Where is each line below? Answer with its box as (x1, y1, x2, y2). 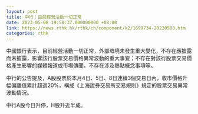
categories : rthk (6, 31, 49, 36)
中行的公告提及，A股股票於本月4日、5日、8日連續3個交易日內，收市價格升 (6, 75, 188, 82)
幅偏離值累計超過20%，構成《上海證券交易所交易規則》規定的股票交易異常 (6, 82, 189, 89)
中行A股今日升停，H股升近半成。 (6, 102, 87, 109)
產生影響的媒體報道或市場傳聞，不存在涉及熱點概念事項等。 (11, 62, 156, 69)
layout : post (6, 8, 38, 15)
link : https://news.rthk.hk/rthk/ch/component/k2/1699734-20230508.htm (6, 25, 186, 31)
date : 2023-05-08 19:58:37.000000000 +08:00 (6, 19, 117, 25)
